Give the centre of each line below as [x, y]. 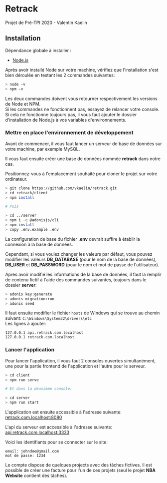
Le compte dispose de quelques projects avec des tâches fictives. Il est [79, 465]
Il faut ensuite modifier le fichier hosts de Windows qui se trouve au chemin [83, 313]
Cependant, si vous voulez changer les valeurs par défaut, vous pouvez [79, 254]
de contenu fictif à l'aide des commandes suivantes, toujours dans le [76, 280]
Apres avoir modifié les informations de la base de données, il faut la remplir [83, 274]
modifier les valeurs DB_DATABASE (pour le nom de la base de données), [81, 259]
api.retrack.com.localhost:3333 [37, 432]
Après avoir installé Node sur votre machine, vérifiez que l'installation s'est [82, 70]
